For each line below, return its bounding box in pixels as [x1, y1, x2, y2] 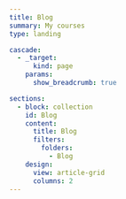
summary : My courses [9, 21, 86, 30]
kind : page [32, 62, 74, 71]
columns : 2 [32, 176, 74, 186]
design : [25, 160, 53, 169]
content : [25, 119, 58, 128]
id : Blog [25, 111, 58, 119]
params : [25, 70, 53, 80]
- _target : [17, 54, 58, 63]
